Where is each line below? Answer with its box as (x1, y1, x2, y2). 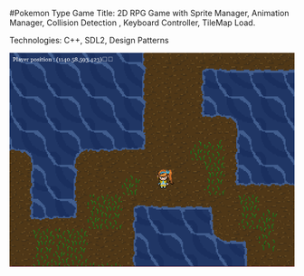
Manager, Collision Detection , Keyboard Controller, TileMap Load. (9, 17, 256, 28)
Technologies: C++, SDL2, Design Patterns (9, 35, 169, 45)
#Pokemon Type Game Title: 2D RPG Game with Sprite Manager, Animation (9, 8, 290, 18)
